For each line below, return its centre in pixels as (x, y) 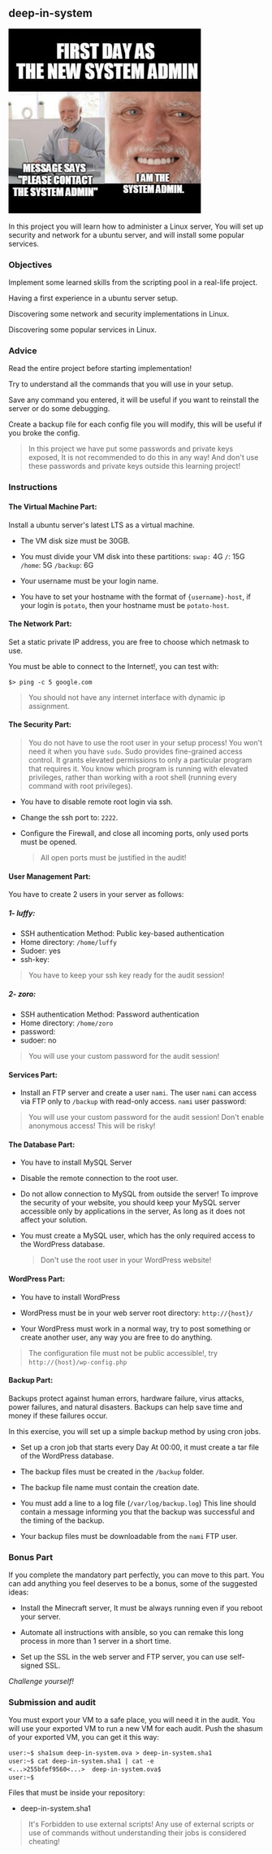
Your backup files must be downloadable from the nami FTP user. (129, 1536)
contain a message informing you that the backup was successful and (138, 1511)
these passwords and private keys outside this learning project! (134, 466)
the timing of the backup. (62, 1520)
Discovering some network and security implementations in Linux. (119, 314)
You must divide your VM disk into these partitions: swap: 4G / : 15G (132, 556)
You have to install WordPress (70, 1296)
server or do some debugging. (59, 409)
